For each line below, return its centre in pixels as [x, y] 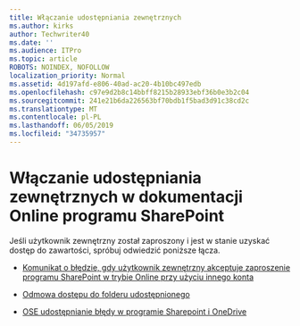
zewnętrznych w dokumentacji [126, 197]
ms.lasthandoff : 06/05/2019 [62, 126]
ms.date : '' [31, 42]
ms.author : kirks [42, 26]
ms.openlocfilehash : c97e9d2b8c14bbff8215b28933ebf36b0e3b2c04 [129, 92]
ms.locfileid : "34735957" [57, 134]
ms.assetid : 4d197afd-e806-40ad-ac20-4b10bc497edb [105, 84]
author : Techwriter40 [50, 34]
